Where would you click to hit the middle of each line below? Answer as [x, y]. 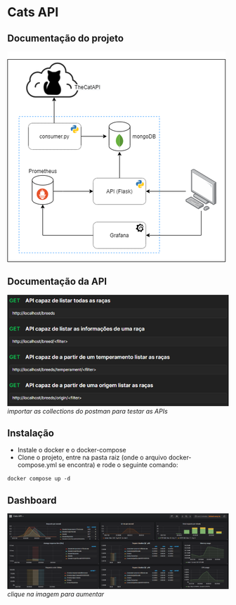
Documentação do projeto [66, 38]
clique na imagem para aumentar [56, 594]
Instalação [31, 433]
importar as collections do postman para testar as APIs [88, 411]
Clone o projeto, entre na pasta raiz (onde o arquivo [92, 457]
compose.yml [37, 465]
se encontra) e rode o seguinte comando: [118, 465]
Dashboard [32, 500]
